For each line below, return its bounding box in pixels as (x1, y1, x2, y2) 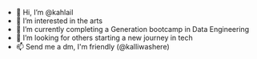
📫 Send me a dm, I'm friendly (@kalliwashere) (15, 42, 170, 51)
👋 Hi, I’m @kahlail (15, 8, 74, 17)
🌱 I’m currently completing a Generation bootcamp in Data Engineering (15, 25, 250, 33)
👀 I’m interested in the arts (15, 16, 102, 26)
